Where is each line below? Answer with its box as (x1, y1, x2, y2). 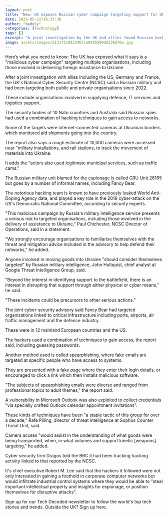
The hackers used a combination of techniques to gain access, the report (5, 337, 156, 343)
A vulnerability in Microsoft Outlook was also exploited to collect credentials (5, 397, 161, 403)
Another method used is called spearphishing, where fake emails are (5, 352, 146, 358)
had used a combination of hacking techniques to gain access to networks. (5, 115, 160, 121)
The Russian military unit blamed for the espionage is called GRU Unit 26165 (5, 175, 162, 181)
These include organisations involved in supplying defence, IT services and (5, 94, 161, 100)
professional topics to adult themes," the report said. (5, 387, 113, 393)
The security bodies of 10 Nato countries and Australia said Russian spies (5, 109, 156, 115)
